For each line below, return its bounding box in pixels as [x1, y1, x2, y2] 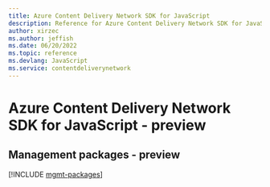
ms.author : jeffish [8, 34, 74, 43]
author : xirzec [8, 27, 59, 35]
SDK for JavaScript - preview [8, 116, 207, 134]
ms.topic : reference [8, 49, 78, 57]
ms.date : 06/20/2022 [8, 42, 78, 50]
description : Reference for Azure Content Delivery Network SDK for [8, 19, 243, 27]
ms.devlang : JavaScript [8, 57, 88, 65]
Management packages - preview [8, 148, 181, 162]
